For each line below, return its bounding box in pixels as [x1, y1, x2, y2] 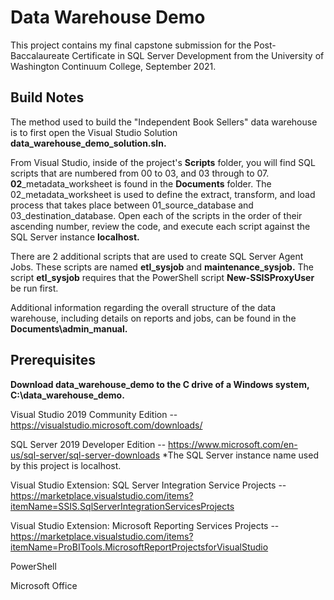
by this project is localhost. [10, 459, 122, 471]
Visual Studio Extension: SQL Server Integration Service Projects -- [10, 479, 287, 491]
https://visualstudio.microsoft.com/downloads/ [10, 419, 203, 431]
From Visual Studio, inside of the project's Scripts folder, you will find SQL [10, 156, 316, 168]
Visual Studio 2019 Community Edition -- [10, 408, 178, 420]
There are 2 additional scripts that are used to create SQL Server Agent [10, 250, 304, 262]
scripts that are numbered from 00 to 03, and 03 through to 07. [10, 167, 270, 179]
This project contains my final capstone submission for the [10, 39, 252, 51]
